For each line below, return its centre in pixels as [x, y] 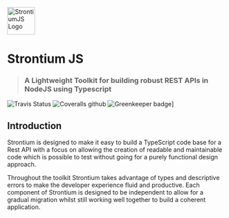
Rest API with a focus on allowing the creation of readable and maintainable [115, 150]
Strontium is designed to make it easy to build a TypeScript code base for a [114, 142]
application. [24, 207]
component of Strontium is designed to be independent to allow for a [106, 192]
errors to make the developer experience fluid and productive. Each [104, 185]
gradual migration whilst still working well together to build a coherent [107, 200]
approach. [22, 164]
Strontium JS [46, 59]
